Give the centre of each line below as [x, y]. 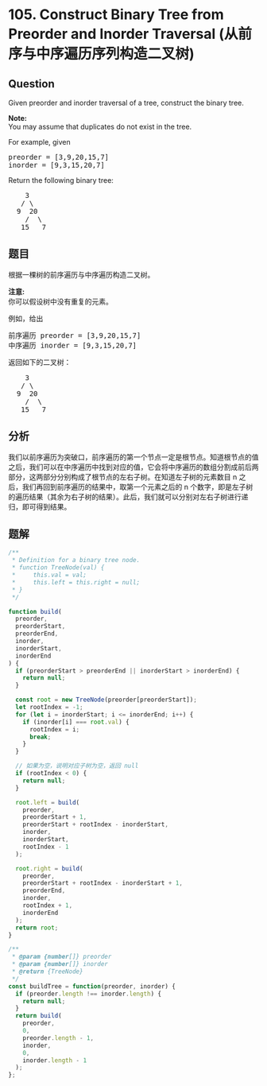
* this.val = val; [49, 575]
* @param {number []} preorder [62, 957]
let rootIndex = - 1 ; [49, 708]
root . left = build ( [48, 802]
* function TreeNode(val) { [58, 568]
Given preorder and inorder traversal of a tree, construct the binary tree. [126, 103]
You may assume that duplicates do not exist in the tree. [100, 126]
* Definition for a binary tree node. [76, 560]
